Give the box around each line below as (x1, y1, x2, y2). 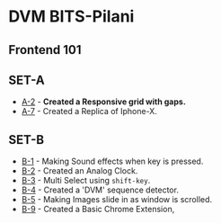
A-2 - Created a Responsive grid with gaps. (21, 96, 186, 107)
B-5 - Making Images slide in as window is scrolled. (21, 194, 213, 205)
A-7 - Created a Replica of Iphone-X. (21, 106, 158, 117)
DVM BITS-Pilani (8, 6, 135, 27)
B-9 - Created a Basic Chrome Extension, (21, 204, 175, 215)
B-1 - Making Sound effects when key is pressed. (21, 156, 204, 167)
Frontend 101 (8, 42, 82, 58)
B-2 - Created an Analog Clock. (21, 165, 138, 176)
